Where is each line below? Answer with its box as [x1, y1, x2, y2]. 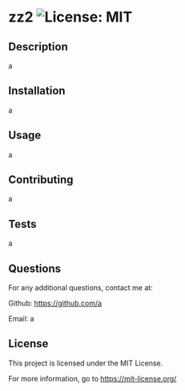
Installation [8, 84, 66, 98]
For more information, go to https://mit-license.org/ [8, 373, 177, 383]
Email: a [8, 314, 34, 324]
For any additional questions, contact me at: [8, 283, 154, 293]
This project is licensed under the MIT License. [8, 358, 163, 368]
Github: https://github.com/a [8, 298, 103, 308]
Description [8, 40, 68, 54]
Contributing [8, 173, 74, 187]
